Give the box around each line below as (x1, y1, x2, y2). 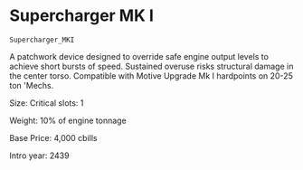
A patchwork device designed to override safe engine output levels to (9, 51, 270, 61)
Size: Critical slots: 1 (9, 97, 84, 109)
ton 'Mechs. (9, 80, 54, 90)
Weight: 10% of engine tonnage (9, 115, 127, 126)
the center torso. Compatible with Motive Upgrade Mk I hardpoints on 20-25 (9, 70, 294, 81)
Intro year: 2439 (9, 150, 70, 161)
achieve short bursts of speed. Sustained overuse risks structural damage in (9, 61, 294, 71)
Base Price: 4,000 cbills (9, 132, 98, 143)
